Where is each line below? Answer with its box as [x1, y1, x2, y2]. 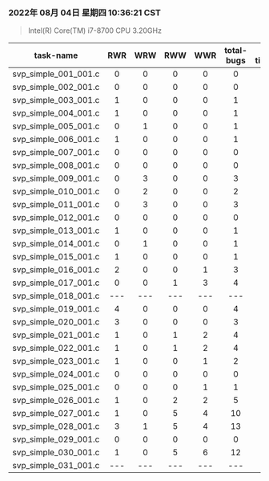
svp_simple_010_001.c [12, 186, 100, 198]
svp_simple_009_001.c [12, 173, 100, 184]
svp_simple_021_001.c [12, 329, 100, 340]
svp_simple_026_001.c [12, 395, 100, 406]
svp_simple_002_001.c [12, 82, 100, 93]
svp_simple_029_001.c [12, 434, 100, 445]
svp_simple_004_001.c [12, 108, 100, 119]
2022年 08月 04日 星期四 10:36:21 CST [8, 6, 162, 18]
